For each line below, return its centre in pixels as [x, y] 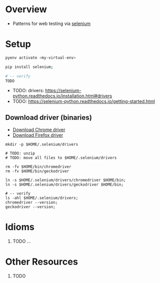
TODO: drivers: [28, 91]
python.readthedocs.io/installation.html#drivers [62, 96]
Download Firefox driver [38, 135]
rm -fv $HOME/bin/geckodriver [37, 171]
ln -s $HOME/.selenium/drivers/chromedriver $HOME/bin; [66, 180]
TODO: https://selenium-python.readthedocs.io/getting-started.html [84, 101]
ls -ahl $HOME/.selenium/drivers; [42, 198]
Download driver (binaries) [49, 118]
